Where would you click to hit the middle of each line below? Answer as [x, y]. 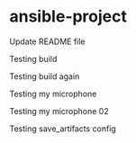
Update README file [47, 41]
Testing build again [45, 76]
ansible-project [68, 17]
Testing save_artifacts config [63, 129]
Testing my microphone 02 [59, 111]
